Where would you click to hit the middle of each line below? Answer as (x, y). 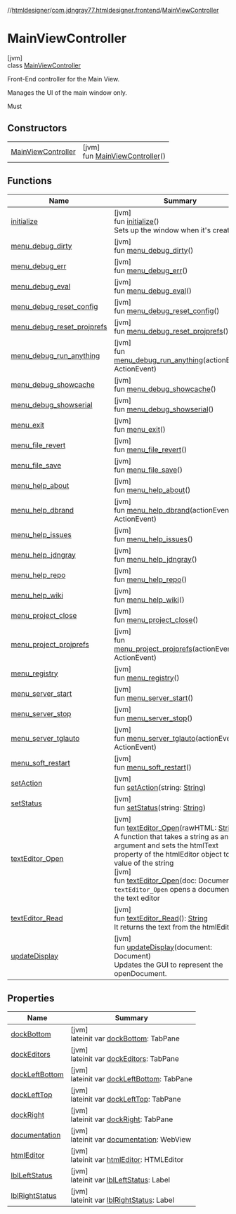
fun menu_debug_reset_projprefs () (171, 331)
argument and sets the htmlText (166, 845)
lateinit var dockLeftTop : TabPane (126, 1100)
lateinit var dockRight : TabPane (122, 1119)
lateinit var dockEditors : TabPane (125, 1059)
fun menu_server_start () (153, 698)
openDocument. (140, 973)
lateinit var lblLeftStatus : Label (120, 1180)
